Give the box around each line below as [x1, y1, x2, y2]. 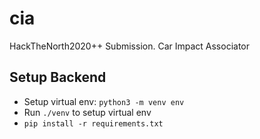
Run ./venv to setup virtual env [23, 106, 152, 118]
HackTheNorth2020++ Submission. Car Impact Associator [9, 40, 251, 52]
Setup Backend [9, 69, 107, 86]
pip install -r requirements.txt [23, 118, 164, 129]
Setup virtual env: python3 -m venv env [23, 95, 185, 107]
